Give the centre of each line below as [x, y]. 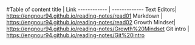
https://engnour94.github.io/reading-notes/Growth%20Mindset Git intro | [98, 29]
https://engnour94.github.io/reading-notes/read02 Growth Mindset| [91, 22]
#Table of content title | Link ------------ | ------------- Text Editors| [92, 9]
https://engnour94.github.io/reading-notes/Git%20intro [75, 35]
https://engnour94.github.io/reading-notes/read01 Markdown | [84, 16]
